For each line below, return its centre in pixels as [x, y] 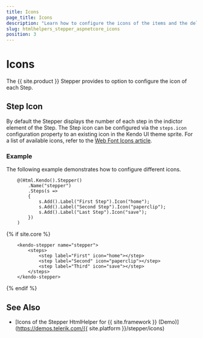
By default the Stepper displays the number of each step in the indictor [95, 121]
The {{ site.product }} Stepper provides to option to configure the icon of [97, 81]
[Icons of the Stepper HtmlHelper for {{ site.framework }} [86, 322]
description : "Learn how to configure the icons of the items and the [97, 23]
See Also [23, 307]
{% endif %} [22, 288]
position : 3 [21, 35]
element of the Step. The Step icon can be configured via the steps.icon [97, 127]
